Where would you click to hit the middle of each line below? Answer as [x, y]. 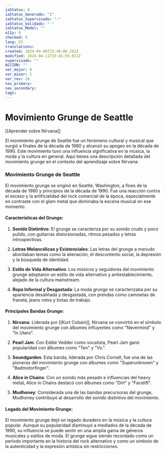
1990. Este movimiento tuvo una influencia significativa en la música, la [78, 151]
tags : [11, 93]
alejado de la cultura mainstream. [46, 280]
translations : [20, 47]
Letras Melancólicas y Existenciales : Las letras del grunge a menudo [83, 249]
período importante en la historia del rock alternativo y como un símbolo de [82, 441]
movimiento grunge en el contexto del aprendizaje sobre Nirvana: [72, 162]
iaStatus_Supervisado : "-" [33, 19]
